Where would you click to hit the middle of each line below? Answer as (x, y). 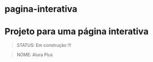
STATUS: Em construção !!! (44, 45)
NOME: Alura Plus (35, 55)
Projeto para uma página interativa (76, 32)
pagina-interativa (41, 9)
